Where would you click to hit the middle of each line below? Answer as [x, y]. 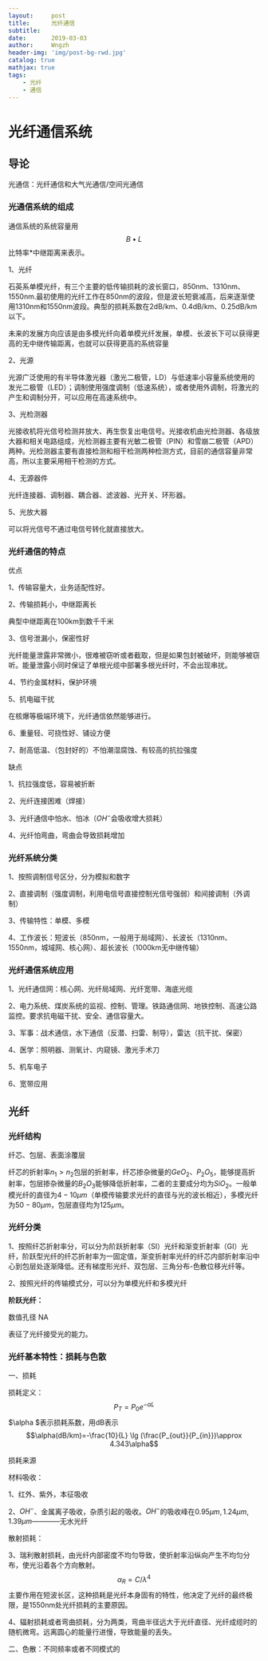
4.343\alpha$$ [134, 1443]
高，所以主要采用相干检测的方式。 [64, 461]
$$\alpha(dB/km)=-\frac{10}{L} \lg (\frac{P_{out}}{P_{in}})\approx [134, 1435]
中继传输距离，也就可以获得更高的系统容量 [99, 343]
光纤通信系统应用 [41, 970]
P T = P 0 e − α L [134, 1407]
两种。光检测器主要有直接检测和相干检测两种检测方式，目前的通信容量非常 [130, 451]
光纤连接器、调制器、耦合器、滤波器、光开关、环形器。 [99, 495]
